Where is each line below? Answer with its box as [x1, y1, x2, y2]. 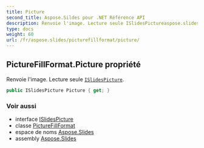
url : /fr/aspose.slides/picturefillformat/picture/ [6, 37, 140, 43]
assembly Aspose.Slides [15, 135, 77, 142]
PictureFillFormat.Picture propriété [6, 59, 141, 70]
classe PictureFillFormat [15, 122, 76, 129]
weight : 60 [6, 32, 34, 38]
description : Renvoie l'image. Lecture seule [6, 20, 123, 26]
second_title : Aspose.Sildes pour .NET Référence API [6, 15, 146, 21]
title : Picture [6, 8, 45, 15]
